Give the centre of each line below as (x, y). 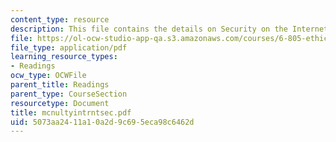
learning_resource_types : (64, 57)
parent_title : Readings (60, 85)
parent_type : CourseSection (69, 94)
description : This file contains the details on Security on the (149, 29)
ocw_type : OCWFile (48, 76)
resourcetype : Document (60, 103)
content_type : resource (60, 19)
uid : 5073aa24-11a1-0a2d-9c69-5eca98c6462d (102, 122)
